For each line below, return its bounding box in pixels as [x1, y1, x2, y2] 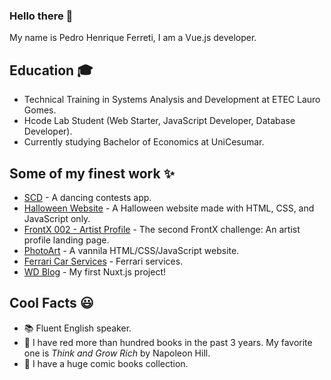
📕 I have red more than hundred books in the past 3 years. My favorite [23, 336, 313, 348]
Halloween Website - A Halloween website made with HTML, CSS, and [23, 202, 315, 214]
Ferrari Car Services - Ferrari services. [23, 255, 184, 267]
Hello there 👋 [9, 9, 74, 23]
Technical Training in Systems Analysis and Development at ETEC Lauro [23, 94, 321, 106]
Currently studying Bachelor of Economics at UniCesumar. [23, 136, 265, 148]
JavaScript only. [23, 212, 91, 224]
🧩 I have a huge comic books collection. [23, 357, 189, 369]
